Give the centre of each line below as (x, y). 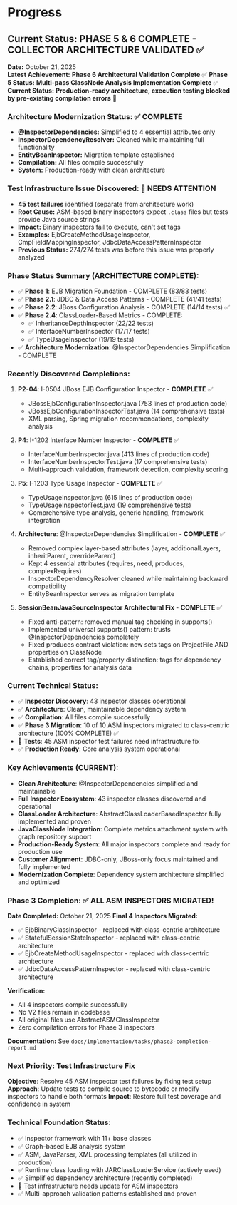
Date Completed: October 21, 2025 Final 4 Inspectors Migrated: (102, 916)
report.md (22, 1048)
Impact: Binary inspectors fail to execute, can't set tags (99, 227)
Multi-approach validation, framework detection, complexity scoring (128, 470)
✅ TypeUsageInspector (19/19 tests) (81, 339)
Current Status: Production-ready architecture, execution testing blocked (118, 91)
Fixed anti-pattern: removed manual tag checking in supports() (120, 622)
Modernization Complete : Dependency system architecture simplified (121, 874)
